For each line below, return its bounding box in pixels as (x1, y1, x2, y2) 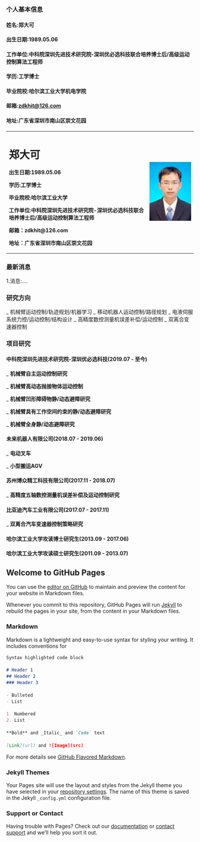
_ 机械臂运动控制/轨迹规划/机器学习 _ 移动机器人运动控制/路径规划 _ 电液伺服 (6, 308, 193, 316)
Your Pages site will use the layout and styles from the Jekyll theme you (6, 781, 183, 788)
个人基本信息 (6, 5, 43, 13)
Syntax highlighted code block (6, 654, 84, 660)
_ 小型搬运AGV (6, 462, 43, 469)
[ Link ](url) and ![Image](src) (6, 743, 84, 749)
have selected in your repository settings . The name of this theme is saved (6, 788, 189, 795)
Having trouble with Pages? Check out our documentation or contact (6, 823, 174, 830)
